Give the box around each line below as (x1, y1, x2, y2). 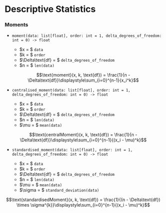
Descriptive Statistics (4, 3, 96, 15)
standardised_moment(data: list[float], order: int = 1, (11, 148, 133, 153)
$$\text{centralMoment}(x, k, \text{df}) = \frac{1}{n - (29, 132, 138, 138)
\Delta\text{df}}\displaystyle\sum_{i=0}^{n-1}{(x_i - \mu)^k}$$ (19, 137, 147, 143)
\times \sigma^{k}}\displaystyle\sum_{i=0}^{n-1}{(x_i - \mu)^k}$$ (16, 202, 151, 208)
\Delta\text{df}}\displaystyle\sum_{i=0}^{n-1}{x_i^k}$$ (27, 77, 139, 83)
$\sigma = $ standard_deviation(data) (19, 187, 99, 193)
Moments (4, 21, 28, 28)
